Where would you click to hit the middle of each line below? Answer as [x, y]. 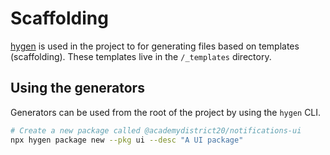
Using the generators [77, 88]
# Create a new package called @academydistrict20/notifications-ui [156, 130]
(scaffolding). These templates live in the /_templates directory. [141, 56]
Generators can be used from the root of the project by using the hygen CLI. [166, 112]
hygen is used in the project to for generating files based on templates [155, 46]
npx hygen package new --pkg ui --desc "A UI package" [127, 140]
